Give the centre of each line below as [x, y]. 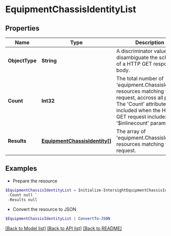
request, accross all [140, 98]
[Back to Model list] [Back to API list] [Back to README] [64, 228]
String [49, 61]
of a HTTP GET [134, 64]
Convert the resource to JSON [44, 209]
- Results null [22, 200]
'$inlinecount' [133, 123]
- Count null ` [22, 195]
